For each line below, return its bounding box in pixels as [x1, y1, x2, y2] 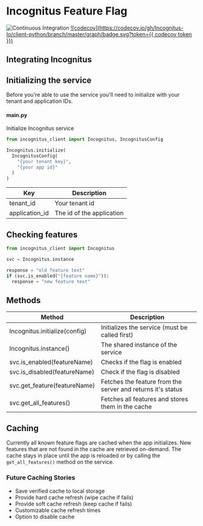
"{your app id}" [17, 164, 59, 170]
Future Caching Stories [6, 473, 76, 482]
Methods [6, 295, 41, 306]
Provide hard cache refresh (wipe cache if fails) [14, 493, 134, 501]
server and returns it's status [100, 385, 183, 394]
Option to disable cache [14, 513, 75, 520]
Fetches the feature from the [100, 377, 182, 386]
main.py [6, 111, 28, 118]
